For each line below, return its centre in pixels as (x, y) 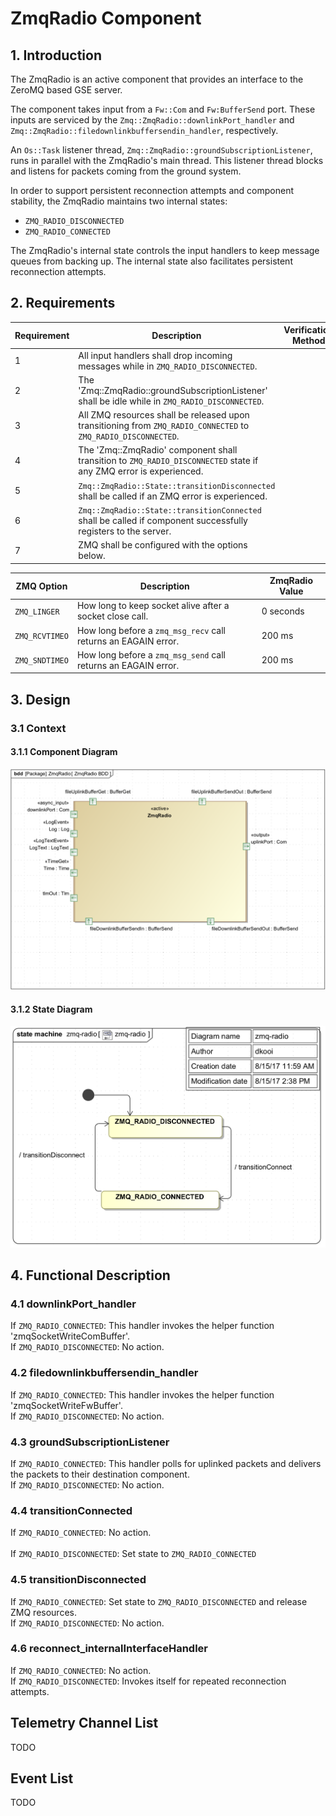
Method (308, 341)
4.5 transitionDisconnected (78, 1580)
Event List (42, 1778)
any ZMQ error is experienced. (141, 471)
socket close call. (112, 616)
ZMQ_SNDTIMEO (41, 661)
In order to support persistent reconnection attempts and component (152, 190)
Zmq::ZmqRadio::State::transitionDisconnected (177, 486)
